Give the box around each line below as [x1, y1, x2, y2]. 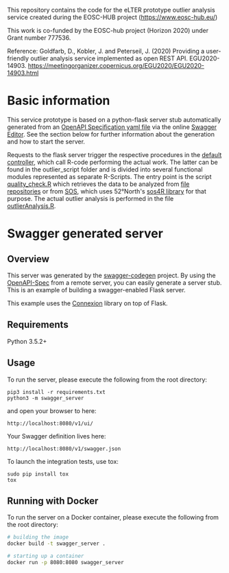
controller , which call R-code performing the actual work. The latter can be [7, 158, 218, 166]
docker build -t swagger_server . [7, 540, 106, 548]
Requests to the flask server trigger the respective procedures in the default [7, 150, 222, 159]
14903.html [7, 69, 39, 77]
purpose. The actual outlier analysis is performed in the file [7, 194, 174, 202]
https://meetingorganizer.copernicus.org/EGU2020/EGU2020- [27, 62, 204, 69]
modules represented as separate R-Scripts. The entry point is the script [7, 172, 212, 180]
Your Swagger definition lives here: [7, 432, 106, 440]
